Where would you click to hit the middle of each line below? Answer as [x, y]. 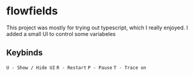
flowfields [32, 11]
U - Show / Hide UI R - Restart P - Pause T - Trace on [76, 68]
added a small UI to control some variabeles [61, 34]
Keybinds [25, 53]
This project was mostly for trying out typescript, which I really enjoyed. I [97, 28]
